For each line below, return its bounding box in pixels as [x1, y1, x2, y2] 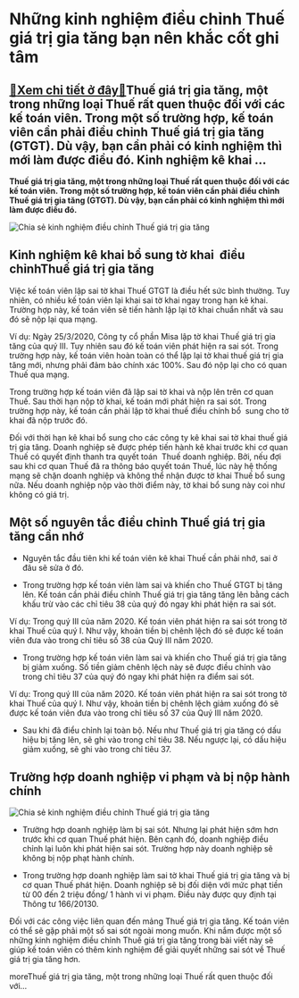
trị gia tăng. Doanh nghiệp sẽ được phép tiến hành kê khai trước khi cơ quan [9, 441, 288, 452]
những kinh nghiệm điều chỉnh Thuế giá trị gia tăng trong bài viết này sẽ [9, 935, 274, 946]
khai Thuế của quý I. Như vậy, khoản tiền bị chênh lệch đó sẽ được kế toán [9, 625, 284, 636]
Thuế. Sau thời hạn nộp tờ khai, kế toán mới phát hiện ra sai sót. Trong [9, 396, 268, 407]
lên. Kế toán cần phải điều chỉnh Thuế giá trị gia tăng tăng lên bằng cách [21, 589, 290, 600]
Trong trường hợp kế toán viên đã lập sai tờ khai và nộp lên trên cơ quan [9, 386, 274, 397]
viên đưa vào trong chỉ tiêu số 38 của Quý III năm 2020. [9, 634, 214, 645]
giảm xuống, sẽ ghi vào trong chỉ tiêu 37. [21, 743, 172, 754]
